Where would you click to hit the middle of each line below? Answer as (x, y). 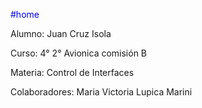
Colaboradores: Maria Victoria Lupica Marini (101, 92)
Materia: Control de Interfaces (72, 72)
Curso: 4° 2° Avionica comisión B (79, 53)
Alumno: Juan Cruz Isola (61, 33)
